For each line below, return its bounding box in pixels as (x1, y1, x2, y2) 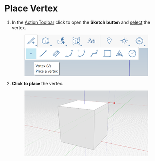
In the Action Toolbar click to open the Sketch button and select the (11, 19, 150, 25)
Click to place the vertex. (11, 81, 64, 87)
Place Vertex (4, 3, 58, 14)
